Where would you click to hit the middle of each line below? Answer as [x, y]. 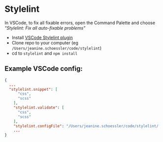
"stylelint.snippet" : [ [33, 89]
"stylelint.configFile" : [39, 126]
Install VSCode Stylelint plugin [42, 37]
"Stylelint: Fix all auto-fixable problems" [45, 28]
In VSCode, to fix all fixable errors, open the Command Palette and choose [80, 23]
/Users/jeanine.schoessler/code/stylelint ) [56, 48]
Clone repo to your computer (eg [45, 42]
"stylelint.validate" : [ [39, 107]
